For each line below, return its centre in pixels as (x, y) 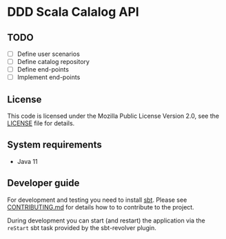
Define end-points (43, 70)
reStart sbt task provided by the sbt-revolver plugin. (82, 227)
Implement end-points (49, 77)
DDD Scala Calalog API (73, 12)
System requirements (54, 145)
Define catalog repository (53, 62)
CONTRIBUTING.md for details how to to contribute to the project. (101, 207)
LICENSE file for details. (41, 123)
